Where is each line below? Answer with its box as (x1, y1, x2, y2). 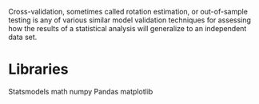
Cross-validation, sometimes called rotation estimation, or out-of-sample (8, 7, 248, 16)
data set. (8, 32, 38, 42)
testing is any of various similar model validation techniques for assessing (8, 15, 252, 25)
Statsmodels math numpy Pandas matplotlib (8, 86, 153, 96)
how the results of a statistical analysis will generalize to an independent (8, 24, 247, 33)
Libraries (8, 60, 69, 78)
